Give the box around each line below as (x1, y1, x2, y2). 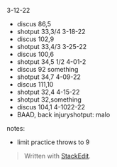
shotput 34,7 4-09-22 (16, 72, 81, 81)
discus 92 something (16, 65, 79, 73)
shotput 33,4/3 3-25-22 (16, 43, 87, 50)
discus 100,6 (16, 50, 55, 58)
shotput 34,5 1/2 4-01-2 (16, 58, 87, 66)
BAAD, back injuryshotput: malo (16, 110, 111, 119)
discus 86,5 (16, 20, 51, 28)
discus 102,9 (16, 35, 55, 43)
